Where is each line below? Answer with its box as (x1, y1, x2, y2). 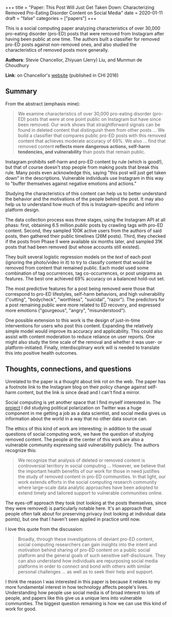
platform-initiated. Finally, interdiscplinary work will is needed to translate (5, 344, 160, 351)
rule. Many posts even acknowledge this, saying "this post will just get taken (5, 169, 166, 176)
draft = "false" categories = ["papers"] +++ (5, 15, 97, 21)
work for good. (5, 606, 37, 612)
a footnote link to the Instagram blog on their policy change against (5, 384, 147, 390)
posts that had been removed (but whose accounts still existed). (5, 243, 141, 250)
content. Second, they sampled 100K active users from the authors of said (5, 228, 162, 234)
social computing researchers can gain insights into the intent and (17, 541, 157, 547)
